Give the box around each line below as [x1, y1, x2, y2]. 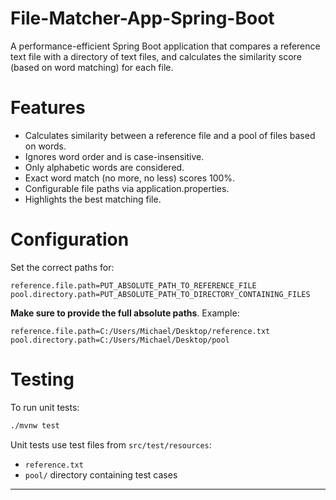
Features [10, 97, 86, 119]
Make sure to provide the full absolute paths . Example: [10, 307, 240, 319]
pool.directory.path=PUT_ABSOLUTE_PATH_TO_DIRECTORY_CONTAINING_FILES [10, 289, 311, 299]
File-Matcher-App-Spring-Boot [10, 7, 275, 30]
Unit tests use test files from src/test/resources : [10, 438, 212, 451]
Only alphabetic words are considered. [24, 161, 185, 173]
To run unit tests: [10, 401, 80, 413]
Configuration [10, 228, 130, 251]
